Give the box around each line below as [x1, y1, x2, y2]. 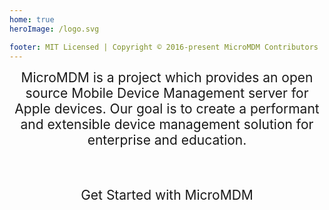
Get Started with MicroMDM [80, 187, 254, 204]
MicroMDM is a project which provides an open [20, 69, 314, 86]
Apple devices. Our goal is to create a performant [14, 101, 320, 118]
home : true [9, 14, 55, 25]
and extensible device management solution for [20, 116, 314, 133]
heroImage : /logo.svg [9, 24, 100, 34]
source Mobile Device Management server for [25, 85, 309, 102]
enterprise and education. [87, 132, 247, 149]
